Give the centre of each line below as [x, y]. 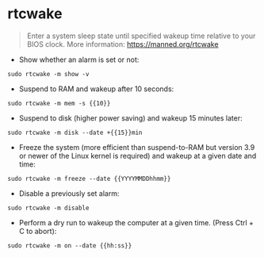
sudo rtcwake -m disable [48, 208]
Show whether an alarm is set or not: [79, 59]
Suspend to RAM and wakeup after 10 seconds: [96, 89]
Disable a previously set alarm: [69, 193]
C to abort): [38, 231]
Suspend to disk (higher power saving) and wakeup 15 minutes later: [130, 118]
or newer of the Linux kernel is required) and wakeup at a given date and [138, 155]
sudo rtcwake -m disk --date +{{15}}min [75, 132]
